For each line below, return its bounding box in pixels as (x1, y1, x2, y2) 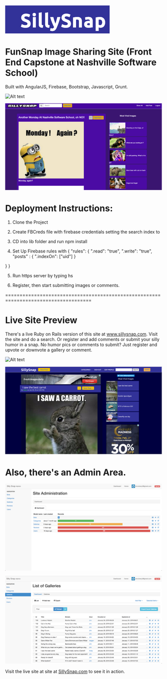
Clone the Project (12, 219, 48, 225)
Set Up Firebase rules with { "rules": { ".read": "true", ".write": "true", (12, 248, 153, 254)
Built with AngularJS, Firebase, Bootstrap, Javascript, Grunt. (5, 84, 128, 89)
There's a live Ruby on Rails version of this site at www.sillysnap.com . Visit (5, 331, 158, 337)
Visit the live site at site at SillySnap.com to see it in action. (5, 669, 125, 675)
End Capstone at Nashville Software (5, 57, 157, 68)
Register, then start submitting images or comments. (12, 282, 120, 288)
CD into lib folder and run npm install (12, 238, 88, 244)
